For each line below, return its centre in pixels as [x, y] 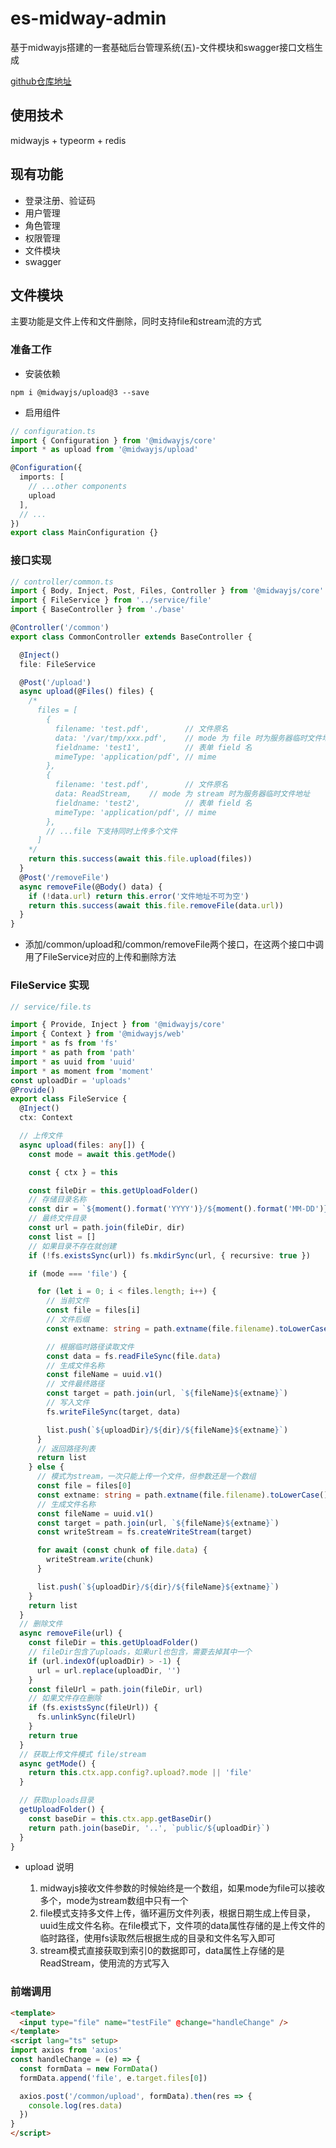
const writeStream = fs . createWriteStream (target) [144, 1532]
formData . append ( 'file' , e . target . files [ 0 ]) [113, 2078]
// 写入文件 [68, 1403]
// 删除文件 [41, 1624]
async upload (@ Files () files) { [87, 692]
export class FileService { [69, 1099]
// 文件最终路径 [75, 1384]
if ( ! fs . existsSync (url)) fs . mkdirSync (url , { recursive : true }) [169, 1255]
